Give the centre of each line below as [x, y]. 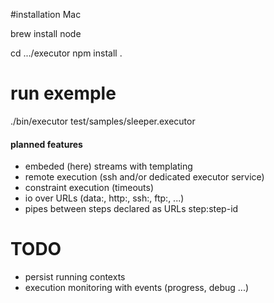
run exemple [63, 93]
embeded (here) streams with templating [108, 166]
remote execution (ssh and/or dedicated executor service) [144, 177]
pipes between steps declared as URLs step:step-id [131, 209]
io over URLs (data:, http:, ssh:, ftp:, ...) [104, 198]
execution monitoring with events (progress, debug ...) [137, 288]
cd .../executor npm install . [66, 53]
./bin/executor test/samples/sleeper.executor [103, 121]
